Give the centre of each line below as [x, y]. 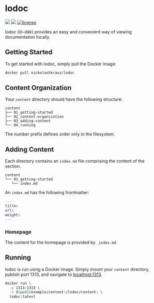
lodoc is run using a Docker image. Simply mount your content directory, [77, 269]
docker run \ [18, 283]
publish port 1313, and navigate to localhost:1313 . [54, 274]
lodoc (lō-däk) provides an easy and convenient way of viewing [69, 31]
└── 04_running [20, 125]
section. [13, 166]
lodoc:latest [23, 297]
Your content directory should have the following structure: [64, 99]
